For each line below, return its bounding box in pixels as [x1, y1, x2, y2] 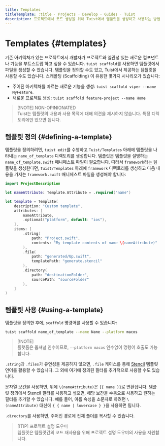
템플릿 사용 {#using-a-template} [5, 305, 103, 314]
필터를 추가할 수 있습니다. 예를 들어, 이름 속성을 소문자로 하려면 [5, 396, 126, 402]
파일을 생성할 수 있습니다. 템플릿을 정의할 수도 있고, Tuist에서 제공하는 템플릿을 [5, 67, 157, 73]
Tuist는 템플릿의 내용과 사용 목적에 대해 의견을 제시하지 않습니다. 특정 [17, 111, 151, 116]
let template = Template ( [5, 199, 58, 204]
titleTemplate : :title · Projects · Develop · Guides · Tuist [5, 12, 135, 17]
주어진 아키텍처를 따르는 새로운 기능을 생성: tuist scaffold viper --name [12, 83, 156, 89]
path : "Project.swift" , [31, 235, 80, 241]
